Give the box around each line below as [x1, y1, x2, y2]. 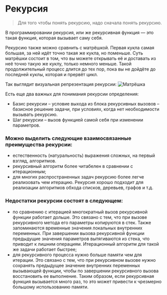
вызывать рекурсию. [12, 111, 58, 117]
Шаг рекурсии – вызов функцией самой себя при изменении [12, 116, 143, 123]
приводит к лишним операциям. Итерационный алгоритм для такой [12, 241, 159, 247]
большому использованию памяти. [12, 283, 89, 290]
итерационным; [12, 168, 46, 174]
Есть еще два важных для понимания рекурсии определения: [5, 91, 139, 97]
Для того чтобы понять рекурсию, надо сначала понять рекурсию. [17, 20, 162, 26]
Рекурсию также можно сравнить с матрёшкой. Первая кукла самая [5, 44, 154, 50]
